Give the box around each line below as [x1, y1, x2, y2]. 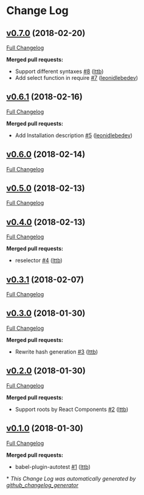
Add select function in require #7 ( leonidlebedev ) [15, 74, 139, 81]
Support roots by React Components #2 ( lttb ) [15, 405, 129, 413]
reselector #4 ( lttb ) [15, 257, 63, 264]
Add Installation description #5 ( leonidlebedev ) [15, 132, 132, 139]
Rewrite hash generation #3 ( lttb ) [15, 348, 98, 355]
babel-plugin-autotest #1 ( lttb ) [15, 463, 91, 470]
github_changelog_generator [6, 481, 79, 488]
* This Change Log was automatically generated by [6, 475, 136, 482]
